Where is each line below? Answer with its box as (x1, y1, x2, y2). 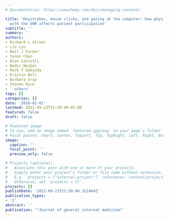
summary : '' (5, 31, 30, 36)
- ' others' (5, 86, 30, 91)
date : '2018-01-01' (5, 100, 46, 105)
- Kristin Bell (5, 72, 37, 78)
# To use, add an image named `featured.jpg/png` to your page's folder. (5, 128, 163, 133)
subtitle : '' (5, 26, 33, 31)
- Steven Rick (5, 82, 35, 87)
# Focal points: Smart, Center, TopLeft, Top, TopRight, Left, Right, (5, 133, 156, 138)
